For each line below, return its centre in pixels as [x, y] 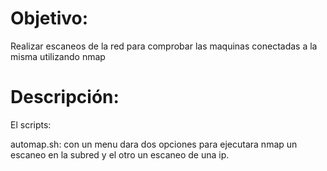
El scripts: [31, 124]
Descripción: [65, 97]
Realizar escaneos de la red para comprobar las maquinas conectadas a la [164, 46]
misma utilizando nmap [58, 56]
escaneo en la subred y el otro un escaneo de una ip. [120, 154]
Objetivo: [49, 18]
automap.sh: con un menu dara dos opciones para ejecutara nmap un [154, 144]
